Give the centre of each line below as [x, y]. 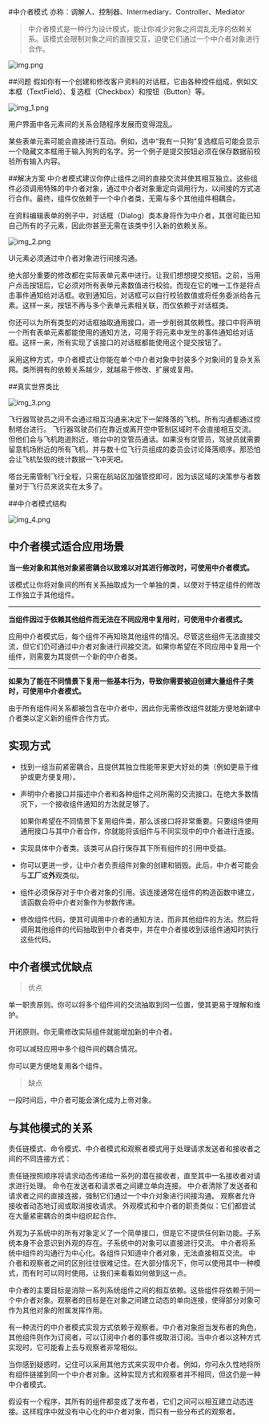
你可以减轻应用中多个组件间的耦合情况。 [75, 1049]
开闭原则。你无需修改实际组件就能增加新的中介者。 [92, 1032]
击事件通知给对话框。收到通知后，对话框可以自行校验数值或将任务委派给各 [131, 295]
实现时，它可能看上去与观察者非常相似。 [75, 1348]
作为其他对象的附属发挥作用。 [57, 1310]
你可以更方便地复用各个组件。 [57, 1066]
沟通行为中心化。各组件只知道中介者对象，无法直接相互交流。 [145, 1253]
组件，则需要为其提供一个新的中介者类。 [75, 656]
